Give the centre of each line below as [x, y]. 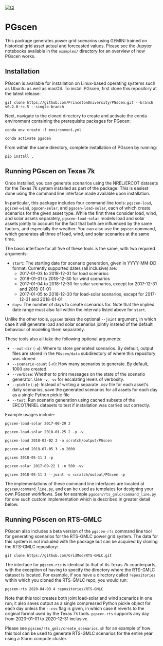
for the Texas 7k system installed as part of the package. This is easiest [77, 188]
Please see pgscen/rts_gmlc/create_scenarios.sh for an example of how [78, 628]
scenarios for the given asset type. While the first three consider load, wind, [81, 213]
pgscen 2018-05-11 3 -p [29, 458]
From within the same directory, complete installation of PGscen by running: [81, 147]
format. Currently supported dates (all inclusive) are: [65, 268]
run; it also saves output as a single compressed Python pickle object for [78, 603]
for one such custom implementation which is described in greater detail [78, 499]
